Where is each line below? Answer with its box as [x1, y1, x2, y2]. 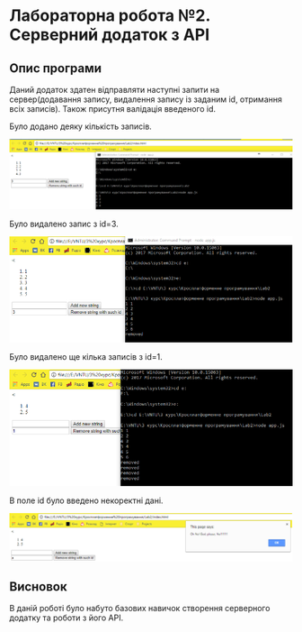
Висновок [9, 579, 67, 594]
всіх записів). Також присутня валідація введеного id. [9, 104, 217, 114]
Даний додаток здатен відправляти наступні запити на [9, 85, 220, 95]
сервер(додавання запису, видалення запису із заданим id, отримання [9, 94, 283, 105]
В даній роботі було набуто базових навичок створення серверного [9, 603, 271, 614]
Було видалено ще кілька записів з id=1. [9, 352, 164, 362]
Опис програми [9, 60, 102, 76]
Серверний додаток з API [9, 24, 210, 45]
